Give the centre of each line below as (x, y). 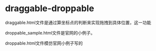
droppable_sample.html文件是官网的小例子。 (50, 33)
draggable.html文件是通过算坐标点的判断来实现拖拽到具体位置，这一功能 (78, 22)
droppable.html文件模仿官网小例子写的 (44, 43)
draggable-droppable (50, 8)
